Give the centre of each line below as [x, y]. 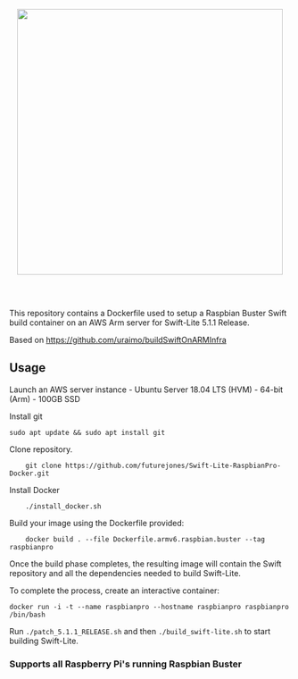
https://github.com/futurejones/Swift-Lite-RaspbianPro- [173, 465]
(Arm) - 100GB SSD [45, 398]
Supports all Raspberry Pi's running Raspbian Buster [126, 664]
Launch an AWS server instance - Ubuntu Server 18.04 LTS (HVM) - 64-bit [146, 390]
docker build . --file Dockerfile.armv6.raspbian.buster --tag [145, 539]
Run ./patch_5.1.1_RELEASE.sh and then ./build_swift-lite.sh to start [140, 631]
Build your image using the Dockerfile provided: [97, 523]
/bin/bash [28, 615]
